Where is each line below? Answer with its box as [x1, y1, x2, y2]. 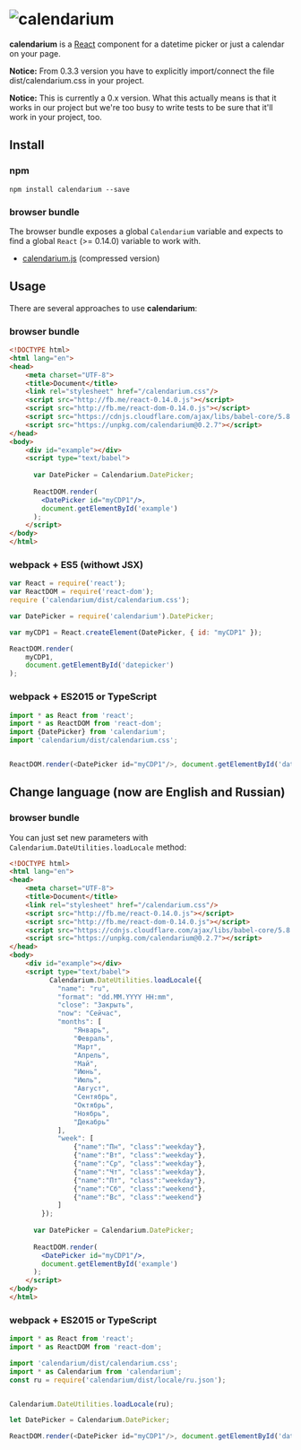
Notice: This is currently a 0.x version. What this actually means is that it [9, 92, 277, 103]
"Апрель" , [73, 1051, 110, 1060]
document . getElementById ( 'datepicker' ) [25, 660, 175, 670]
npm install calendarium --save [9, 185, 130, 194]
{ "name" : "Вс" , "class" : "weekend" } [73, 1192, 202, 1201]
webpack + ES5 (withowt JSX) [9, 558, 144, 571]
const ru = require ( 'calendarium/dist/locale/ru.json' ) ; [9, 1376, 227, 1384]
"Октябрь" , [73, 1100, 115, 1110]
